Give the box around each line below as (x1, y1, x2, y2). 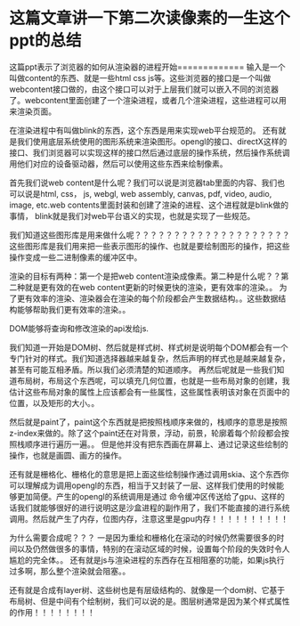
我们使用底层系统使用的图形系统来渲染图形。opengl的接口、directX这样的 (16, 135, 288, 147)
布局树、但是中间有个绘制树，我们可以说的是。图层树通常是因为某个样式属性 (9, 596, 290, 606)
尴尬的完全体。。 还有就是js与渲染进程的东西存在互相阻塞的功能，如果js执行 (9, 554, 285, 565)
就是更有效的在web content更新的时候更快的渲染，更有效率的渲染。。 (24, 281, 278, 292)
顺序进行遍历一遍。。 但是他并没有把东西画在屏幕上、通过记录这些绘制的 (24, 438, 288, 450)
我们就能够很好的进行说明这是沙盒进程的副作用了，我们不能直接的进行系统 (16, 502, 290, 513)
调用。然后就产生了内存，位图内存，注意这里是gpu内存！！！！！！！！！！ (9, 513, 289, 524)
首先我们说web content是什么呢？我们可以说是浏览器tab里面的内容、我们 (9, 177, 278, 188)
